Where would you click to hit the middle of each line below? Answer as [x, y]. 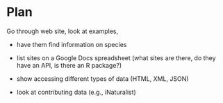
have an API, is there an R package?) [69, 65]
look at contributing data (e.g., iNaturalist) [76, 92]
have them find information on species [72, 44]
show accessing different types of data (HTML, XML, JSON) [102, 78]
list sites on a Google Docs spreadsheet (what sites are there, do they [116, 58]
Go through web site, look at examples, [63, 31]
